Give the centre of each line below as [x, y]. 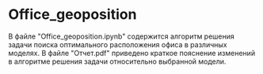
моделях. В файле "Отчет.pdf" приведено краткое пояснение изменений [132, 53]
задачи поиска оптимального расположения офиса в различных [118, 44]
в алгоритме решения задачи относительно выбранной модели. [117, 61]
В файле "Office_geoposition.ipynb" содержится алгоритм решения [122, 36]
